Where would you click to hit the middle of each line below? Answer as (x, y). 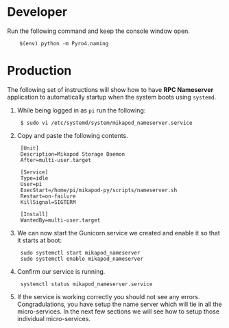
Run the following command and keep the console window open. (99, 31)
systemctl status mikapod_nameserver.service (86, 284)
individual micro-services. (54, 318)
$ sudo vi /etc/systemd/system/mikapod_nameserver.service (106, 123)
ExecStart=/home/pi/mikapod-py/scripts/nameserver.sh (99, 190)
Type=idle (34, 178)
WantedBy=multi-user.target (60, 220)
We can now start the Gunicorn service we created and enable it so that (119, 233)
